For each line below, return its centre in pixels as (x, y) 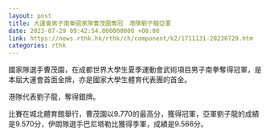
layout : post (30, 16)
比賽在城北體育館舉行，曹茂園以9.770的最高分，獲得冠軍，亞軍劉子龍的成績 (134, 114)
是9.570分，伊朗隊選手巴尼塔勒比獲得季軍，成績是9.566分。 (108, 124)
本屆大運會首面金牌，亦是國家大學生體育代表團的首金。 (100, 80)
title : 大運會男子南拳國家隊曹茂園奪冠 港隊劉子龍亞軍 (90, 23)
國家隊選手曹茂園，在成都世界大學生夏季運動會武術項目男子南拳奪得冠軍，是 (135, 70)
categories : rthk (37, 46)
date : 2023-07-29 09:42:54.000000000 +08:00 (84, 31)
